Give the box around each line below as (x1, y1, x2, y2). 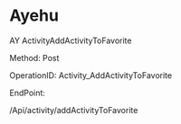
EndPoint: (9, 87, 45, 98)
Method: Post (9, 52, 60, 63)
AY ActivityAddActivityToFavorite (9, 35, 132, 46)
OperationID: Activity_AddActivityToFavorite (9, 69, 173, 81)
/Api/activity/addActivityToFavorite (9, 104, 138, 115)
